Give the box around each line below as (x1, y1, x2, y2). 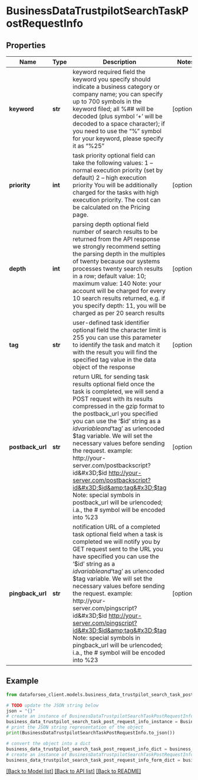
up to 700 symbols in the (72, 98, 142, 105)
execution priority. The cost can (72, 196, 161, 204)
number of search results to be (72, 228, 158, 236)
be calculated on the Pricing (72, 203, 150, 211)
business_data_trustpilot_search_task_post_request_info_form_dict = (6, 757, 181, 763)
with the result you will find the (72, 348, 157, 356)
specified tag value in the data (72, 356, 156, 363)
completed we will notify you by (72, 537, 161, 546)
